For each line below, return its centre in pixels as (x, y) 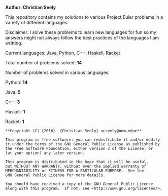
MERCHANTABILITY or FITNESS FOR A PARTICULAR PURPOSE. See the (75, 171)
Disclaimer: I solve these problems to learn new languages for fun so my (81, 32)
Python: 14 (16, 82)
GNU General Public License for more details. (55, 175)
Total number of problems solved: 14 (44, 63)
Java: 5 (13, 92)
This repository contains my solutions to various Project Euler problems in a (84, 17)
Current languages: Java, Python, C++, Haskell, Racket (63, 53)
